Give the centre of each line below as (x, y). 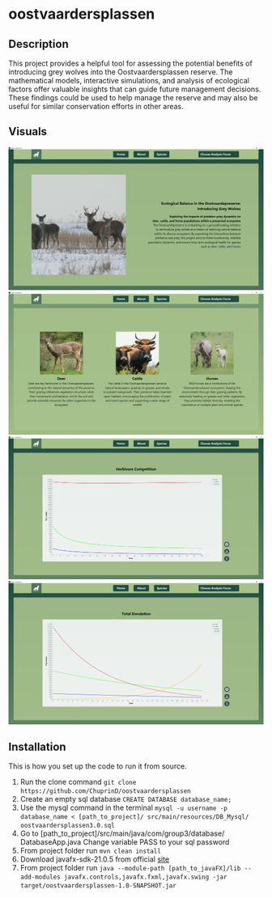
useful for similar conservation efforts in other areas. (96, 106)
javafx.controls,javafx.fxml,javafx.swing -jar (145, 877)
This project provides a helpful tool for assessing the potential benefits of (130, 63)
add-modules (40, 877)
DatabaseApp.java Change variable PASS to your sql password (125, 842)
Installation (37, 746)
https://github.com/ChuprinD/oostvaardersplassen (106, 791)
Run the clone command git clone (78, 782)
